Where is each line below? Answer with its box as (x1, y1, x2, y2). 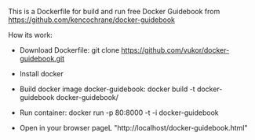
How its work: (8, 31, 53, 39)
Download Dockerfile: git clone (19, 46, 120, 54)
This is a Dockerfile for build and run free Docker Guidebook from (8, 7, 220, 16)
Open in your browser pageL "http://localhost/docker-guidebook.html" (19, 123, 248, 132)
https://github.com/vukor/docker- (121, 46, 230, 54)
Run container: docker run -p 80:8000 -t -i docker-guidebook (19, 108, 219, 117)
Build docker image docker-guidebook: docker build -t (19, 84, 195, 94)
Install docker (19, 69, 64, 78)
